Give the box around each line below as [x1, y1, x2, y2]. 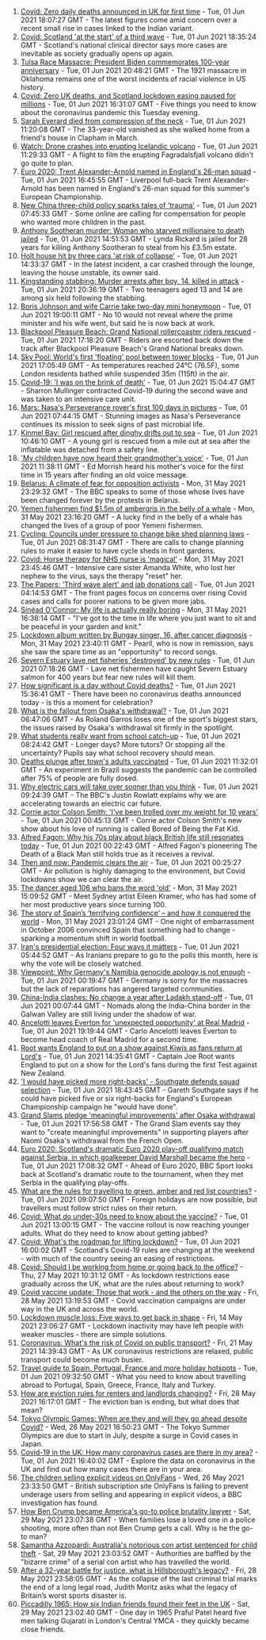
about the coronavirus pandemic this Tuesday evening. [20, 108, 200, 117]
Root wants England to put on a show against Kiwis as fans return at [20, 1043, 243, 1052]
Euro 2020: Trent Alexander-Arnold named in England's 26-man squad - [20, 167, 256, 176]
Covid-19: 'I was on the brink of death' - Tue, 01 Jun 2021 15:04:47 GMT [20, 377, 256, 387]
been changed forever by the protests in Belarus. [20, 496, 180, 504]
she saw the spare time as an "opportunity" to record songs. [20, 647, 218, 657]
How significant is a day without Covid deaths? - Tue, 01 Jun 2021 [20, 681, 236, 690]
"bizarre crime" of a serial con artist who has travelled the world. [20, 1558, 232, 1566]
